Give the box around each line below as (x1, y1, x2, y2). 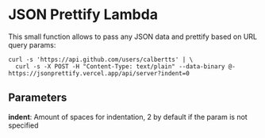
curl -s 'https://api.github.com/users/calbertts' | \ (8, 56, 194, 63)
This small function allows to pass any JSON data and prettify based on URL (8, 32, 258, 41)
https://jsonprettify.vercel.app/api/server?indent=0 (8, 69, 190, 77)
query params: (8, 40, 56, 49)
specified (8, 121, 39, 130)
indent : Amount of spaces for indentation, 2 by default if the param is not (8, 112, 248, 121)
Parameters (8, 91, 67, 105)
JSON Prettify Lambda (8, 6, 159, 24)
